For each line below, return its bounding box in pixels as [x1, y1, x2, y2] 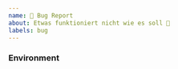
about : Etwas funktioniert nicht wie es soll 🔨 [8, 19, 171, 27]
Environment [8, 52, 60, 63]
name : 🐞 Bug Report [8, 11, 74, 20]
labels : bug [8, 26, 48, 34]
